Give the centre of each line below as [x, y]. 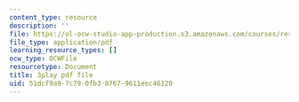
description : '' [39, 26]
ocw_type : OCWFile [43, 59]
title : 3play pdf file [51, 75]
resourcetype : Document [53, 67]
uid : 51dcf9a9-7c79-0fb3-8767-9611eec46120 [91, 83]
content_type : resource [53, 17]
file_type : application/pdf [61, 42]
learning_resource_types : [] [63, 51]
